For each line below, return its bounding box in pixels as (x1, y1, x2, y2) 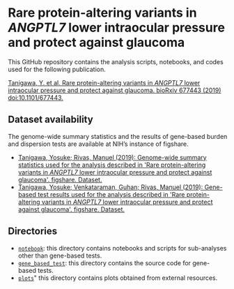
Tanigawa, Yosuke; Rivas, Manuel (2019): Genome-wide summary (17, 153, 208, 161)
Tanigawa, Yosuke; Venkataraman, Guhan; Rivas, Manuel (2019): (17, 183, 203, 191)
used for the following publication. (8, 65, 107, 73)
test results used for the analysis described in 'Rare (38, 190, 185, 198)
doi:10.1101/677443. (8, 93, 63, 102)
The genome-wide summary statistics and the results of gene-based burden (8, 132, 228, 140)
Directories (8, 225, 58, 237)
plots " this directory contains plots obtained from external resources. (17, 274, 218, 282)
